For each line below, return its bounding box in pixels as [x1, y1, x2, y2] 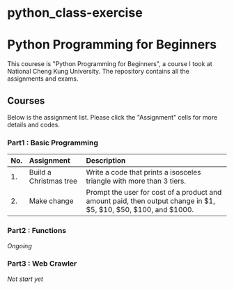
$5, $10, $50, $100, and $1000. [86, 205, 194, 215]
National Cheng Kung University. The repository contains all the [7, 67, 189, 76]
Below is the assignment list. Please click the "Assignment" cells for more [7, 113, 218, 121]
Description [86, 156, 126, 166]
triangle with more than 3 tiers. [86, 176, 187, 186]
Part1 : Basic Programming [7, 138, 99, 147]
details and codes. [7, 120, 61, 129]
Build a [29, 168, 52, 177]
